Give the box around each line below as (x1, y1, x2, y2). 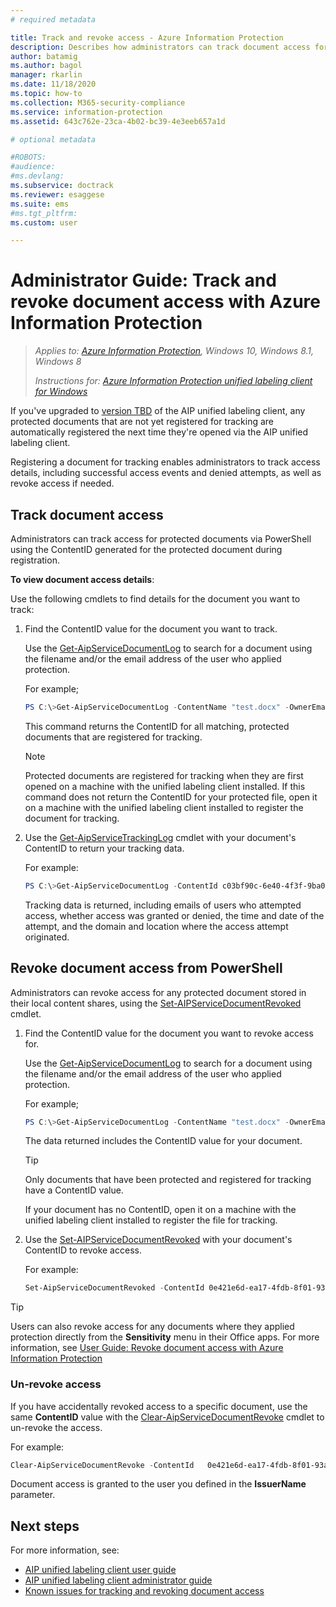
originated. (24, 931, 70, 943)
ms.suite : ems (10, 199, 70, 209)
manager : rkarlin (10, 70, 83, 80)
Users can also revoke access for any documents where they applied (10, 1321, 295, 1333)
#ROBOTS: (10, 152, 47, 163)
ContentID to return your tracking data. (24, 842, 185, 854)
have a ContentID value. (24, 1184, 124, 1196)
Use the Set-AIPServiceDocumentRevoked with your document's (24, 1234, 293, 1246)
